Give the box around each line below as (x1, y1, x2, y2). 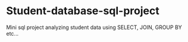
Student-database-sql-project (6, 4, 159, 18)
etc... (6, 30, 19, 37)
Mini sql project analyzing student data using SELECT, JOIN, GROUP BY (6, 24, 183, 31)
